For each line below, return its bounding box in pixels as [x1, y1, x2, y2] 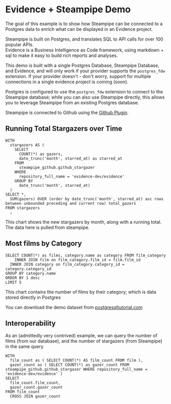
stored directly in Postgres [5, 294, 61, 300]
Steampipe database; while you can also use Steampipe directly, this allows [5, 94, 165, 100]
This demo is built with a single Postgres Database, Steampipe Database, [5, 62, 160, 68]
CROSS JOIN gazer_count [10, 394, 60, 399]
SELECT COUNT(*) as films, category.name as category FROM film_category [5, 253, 166, 258]
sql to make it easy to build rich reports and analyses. [5, 52, 118, 59]
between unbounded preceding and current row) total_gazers [5, 201, 137, 206]
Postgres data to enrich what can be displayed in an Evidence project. [5, 26, 153, 32]
